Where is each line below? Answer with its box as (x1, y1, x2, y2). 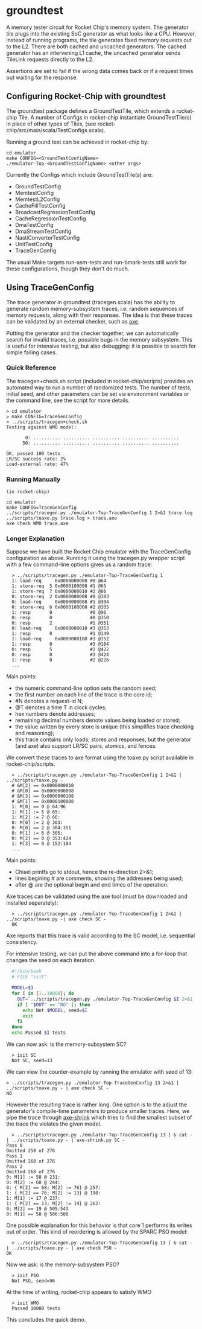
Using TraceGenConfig (6, 282, 95, 293)
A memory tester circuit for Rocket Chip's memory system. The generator (6, 24, 189, 31)
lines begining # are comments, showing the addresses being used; (14, 875, 183, 882)
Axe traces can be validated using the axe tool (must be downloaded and (6, 893, 188, 900)
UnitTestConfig (14, 240, 53, 247)
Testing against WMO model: (6, 424, 77, 430)
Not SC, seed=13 (11, 1057, 52, 1064)
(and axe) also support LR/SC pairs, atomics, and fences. (14, 742, 157, 750)
